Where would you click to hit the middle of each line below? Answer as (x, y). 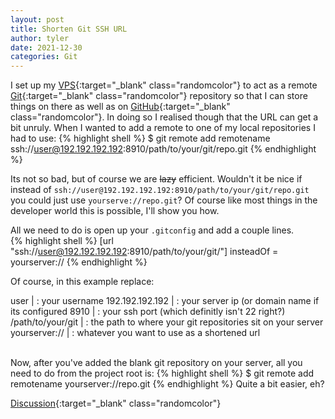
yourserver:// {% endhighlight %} (79, 262)
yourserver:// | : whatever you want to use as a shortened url (135, 333)
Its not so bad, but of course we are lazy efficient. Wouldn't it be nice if (156, 179)
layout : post (37, 19)
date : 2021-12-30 (46, 47)
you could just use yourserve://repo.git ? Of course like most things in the (164, 200)
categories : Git (44, 57)
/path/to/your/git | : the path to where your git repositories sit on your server (167, 322)
